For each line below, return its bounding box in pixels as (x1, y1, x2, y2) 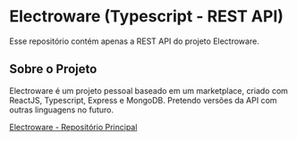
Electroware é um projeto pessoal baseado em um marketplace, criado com (9, 85, 289, 95)
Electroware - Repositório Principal (9, 121, 138, 132)
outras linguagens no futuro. (9, 104, 115, 115)
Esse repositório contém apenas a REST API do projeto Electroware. (9, 36, 259, 46)
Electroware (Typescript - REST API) (9, 6, 284, 27)
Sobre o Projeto (9, 62, 98, 77)
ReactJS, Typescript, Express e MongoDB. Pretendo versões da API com (9, 95, 277, 105)
